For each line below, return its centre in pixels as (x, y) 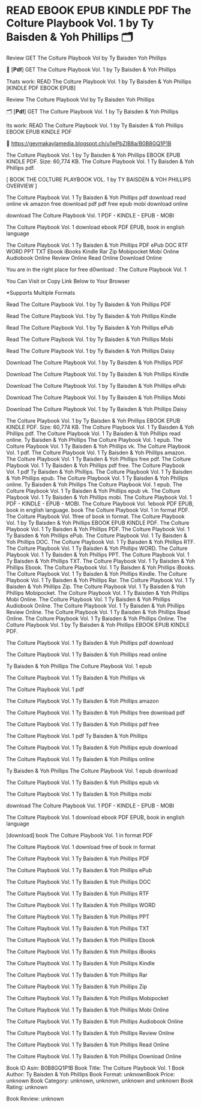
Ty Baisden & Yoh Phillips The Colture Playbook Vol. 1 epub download (92, 771)
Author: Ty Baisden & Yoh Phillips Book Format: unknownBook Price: (91, 1074)
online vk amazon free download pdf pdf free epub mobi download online (97, 204)
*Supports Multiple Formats (41, 292)
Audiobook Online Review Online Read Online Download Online (84, 258)
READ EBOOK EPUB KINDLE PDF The (99, 11)
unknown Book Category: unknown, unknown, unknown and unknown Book (100, 1081)
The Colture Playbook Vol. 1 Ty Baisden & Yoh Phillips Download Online (94, 1056)
